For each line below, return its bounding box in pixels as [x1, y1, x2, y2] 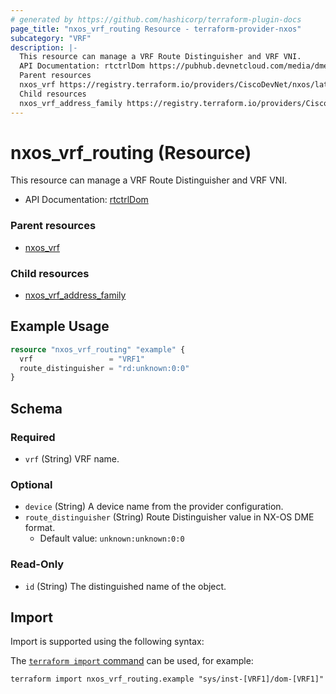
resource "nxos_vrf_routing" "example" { [10, 344, 186, 355]
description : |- [10, 42, 78, 53]
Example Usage [10, 318, 110, 335]
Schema [10, 400, 63, 417]
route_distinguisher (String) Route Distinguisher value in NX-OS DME [24, 511, 315, 523]
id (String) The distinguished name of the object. [24, 580, 227, 592]
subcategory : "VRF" [10, 33, 92, 43]
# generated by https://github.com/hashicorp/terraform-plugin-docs [10, 14, 302, 25]
